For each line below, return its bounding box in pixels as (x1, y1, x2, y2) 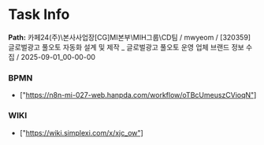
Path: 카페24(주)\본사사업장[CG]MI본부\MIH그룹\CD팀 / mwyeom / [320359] (8, 32, 251, 42)
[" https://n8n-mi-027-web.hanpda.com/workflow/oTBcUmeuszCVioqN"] (19, 91, 257, 100)
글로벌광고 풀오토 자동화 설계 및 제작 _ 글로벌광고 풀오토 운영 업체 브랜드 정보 (8, 42, 244, 52)
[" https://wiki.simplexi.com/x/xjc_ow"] (19, 128, 143, 137)
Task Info (8, 6, 70, 24)
